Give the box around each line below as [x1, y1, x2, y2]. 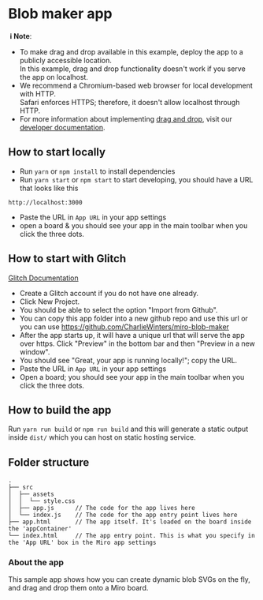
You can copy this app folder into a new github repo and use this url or [19, 313, 248, 323]
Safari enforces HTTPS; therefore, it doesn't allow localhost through [19, 97, 240, 107]
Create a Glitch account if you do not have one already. [19, 288, 199, 298]
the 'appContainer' [8, 525, 72, 533]
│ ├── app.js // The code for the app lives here [8, 504, 195, 512]
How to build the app [8, 403, 112, 417]
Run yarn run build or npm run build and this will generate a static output [8, 424, 249, 434]
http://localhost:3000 [8, 198, 83, 206]
